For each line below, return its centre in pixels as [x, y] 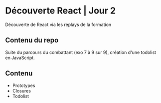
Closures [22, 90]
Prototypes [24, 85]
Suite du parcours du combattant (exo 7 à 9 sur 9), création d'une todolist [80, 52]
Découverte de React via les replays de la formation [58, 24]
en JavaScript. [20, 57]
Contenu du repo [32, 40]
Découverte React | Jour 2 [61, 11]
